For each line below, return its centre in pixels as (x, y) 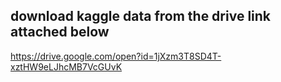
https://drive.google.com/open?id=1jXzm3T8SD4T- (116, 56)
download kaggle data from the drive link (141, 16)
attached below (60, 32)
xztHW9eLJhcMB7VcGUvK (66, 66)
